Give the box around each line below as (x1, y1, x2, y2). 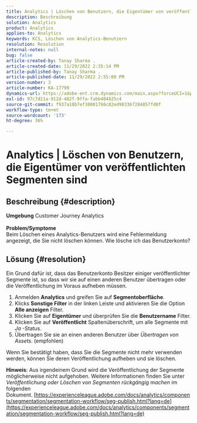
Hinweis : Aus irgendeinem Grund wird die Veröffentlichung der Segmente (6, 366, 185, 373)
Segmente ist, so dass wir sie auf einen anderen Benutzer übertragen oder (6, 276, 186, 283)
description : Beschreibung (6, 14, 72, 20)
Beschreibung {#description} (6, 196, 116, 206)
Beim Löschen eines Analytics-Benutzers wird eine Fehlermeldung (6, 231, 167, 238)
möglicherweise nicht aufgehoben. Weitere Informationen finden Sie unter (6, 372, 185, 380)
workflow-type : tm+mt (6, 107, 59, 113)
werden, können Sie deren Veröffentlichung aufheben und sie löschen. (6, 355, 177, 362)
